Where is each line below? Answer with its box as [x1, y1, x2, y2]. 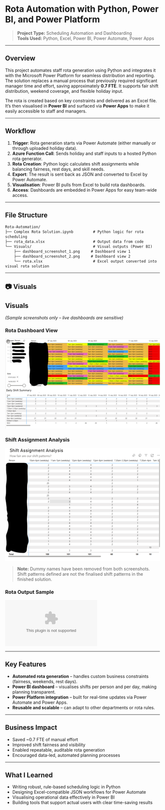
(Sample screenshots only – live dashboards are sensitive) [5, 314, 124, 320]
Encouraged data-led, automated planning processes [12, 752, 120, 758]
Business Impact [5, 724, 57, 732]
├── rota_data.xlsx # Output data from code [5, 239, 144, 244]
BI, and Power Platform [5, 14, 100, 25]
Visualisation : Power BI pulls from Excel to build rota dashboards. [12, 182, 146, 188]
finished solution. [17, 576, 53, 582]
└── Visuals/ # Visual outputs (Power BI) [5, 244, 153, 249]
